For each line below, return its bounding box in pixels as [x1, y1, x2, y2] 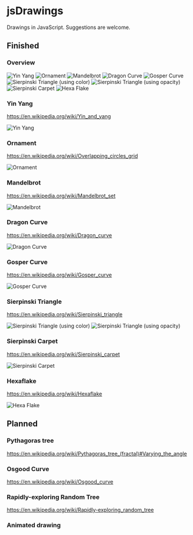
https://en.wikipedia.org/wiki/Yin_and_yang [6, 112, 112, 119]
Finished [6, 41, 40, 51]
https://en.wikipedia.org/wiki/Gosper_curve [6, 271, 112, 278]
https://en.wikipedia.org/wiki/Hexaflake [6, 390, 103, 397]
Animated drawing [6, 521, 61, 530]
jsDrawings [6, 4, 64, 18]
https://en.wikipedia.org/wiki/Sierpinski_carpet [6, 351, 120, 358]
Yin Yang [6, 99, 33, 108]
